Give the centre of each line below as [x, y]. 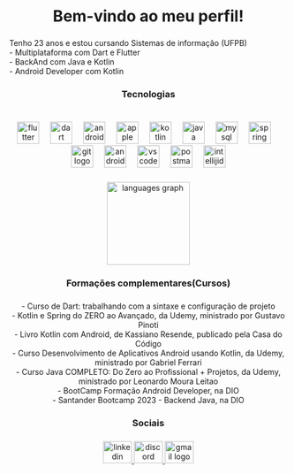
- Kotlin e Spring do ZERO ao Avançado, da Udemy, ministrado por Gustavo [148, 315]
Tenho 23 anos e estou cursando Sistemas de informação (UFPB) [128, 43]
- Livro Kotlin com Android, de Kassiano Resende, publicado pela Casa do [148, 334]
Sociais [148, 423]
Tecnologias [148, 95]
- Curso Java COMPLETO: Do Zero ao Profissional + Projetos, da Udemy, [148, 371]
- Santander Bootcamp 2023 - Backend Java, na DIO [148, 400]
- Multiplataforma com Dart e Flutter [75, 53]
